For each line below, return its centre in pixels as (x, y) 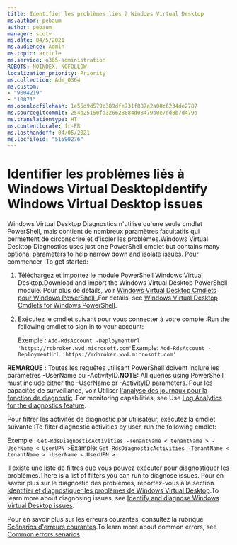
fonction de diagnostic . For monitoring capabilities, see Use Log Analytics (115, 398)
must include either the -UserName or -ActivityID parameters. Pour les (110, 383)
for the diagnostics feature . (47, 405)
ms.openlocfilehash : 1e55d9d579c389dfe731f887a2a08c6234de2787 (103, 106)
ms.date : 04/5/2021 (36, 40)
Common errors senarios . (45, 534)
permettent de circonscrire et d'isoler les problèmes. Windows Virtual (108, 239)
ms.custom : (23, 86)
